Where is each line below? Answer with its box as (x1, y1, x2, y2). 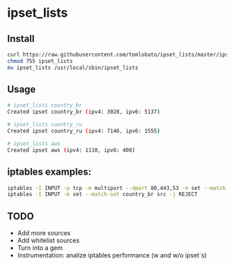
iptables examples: (7, 166, 92, 178)
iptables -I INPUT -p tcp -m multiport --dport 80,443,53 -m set (7, 184, 201, 191)
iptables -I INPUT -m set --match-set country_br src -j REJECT (7, 191, 198, 198)
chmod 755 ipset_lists (7, 57, 73, 64)
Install (7, 33, 35, 45)
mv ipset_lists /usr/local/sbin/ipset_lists (7, 64, 139, 71)
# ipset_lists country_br (7, 102, 82, 109)
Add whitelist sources (17, 236, 80, 245)
